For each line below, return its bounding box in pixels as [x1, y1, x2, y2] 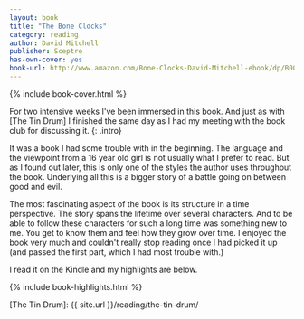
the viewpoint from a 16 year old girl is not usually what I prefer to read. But [9, 152, 290, 163]
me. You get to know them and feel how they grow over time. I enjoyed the [9, 227, 287, 238]
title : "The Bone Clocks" [9, 22, 107, 31]
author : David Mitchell [9, 38, 100, 48]
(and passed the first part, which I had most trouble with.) [9, 246, 224, 258]
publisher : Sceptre [9, 47, 83, 56]
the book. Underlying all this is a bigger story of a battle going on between [9, 171, 287, 182]
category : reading [9, 30, 79, 39]
